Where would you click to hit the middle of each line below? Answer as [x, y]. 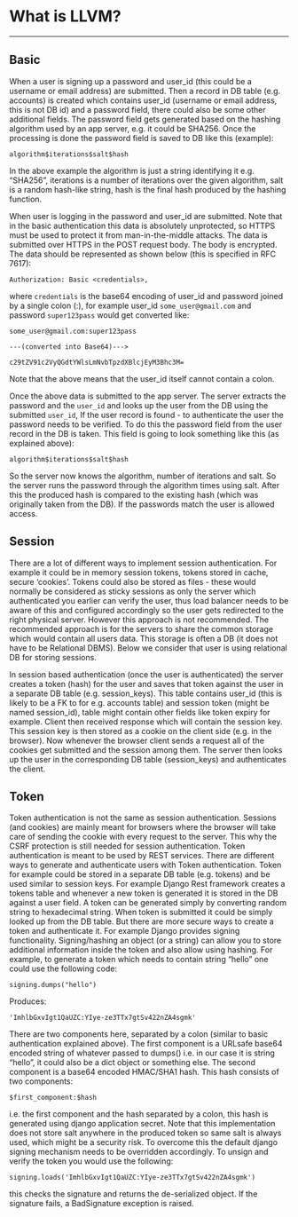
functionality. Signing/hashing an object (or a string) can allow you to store [145, 940]
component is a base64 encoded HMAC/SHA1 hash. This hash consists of [144, 1072]
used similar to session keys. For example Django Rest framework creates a [147, 884]
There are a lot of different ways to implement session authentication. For [143, 563]
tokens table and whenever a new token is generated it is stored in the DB [144, 893]
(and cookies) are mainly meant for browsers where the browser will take [143, 827]
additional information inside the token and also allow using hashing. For [141, 950]
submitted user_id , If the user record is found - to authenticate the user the [146, 415]
